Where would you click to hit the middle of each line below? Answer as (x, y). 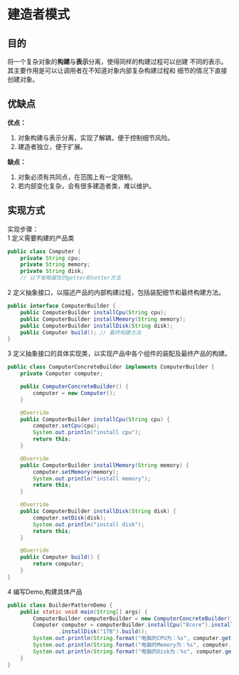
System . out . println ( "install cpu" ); (87, 433)
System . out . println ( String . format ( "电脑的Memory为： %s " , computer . (132, 645)
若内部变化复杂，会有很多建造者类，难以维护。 (86, 185)
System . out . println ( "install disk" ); (89, 525)
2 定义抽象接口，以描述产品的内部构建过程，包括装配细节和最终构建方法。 (116, 292)
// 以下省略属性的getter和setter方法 (70, 278)
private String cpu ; (51, 258)
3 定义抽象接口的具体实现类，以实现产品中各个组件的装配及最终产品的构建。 (119, 354)
